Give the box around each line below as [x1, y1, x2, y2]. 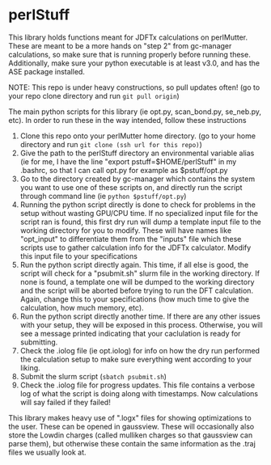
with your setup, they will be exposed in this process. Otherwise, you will [19, 319, 263, 329]
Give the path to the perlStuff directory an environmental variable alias [19, 148, 255, 158]
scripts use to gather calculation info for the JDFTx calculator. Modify [19, 243, 252, 252]
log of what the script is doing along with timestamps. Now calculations [19, 388, 259, 398]
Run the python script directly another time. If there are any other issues [19, 311, 260, 321]
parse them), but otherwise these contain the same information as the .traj [8, 438, 256, 448]
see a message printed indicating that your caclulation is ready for [19, 328, 241, 338]
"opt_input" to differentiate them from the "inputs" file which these [19, 234, 242, 243]
